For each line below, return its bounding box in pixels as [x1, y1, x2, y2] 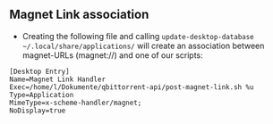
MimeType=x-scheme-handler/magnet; [9, 98, 142, 107]
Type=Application [9, 90, 74, 99]
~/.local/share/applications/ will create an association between [21, 40, 265, 51]
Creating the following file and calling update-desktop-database [21, 30, 255, 41]
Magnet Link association [9, 7, 149, 22]
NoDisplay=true [9, 106, 66, 115]
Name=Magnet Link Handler [9, 75, 106, 84]
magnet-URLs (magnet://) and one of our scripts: [21, 49, 203, 61]
